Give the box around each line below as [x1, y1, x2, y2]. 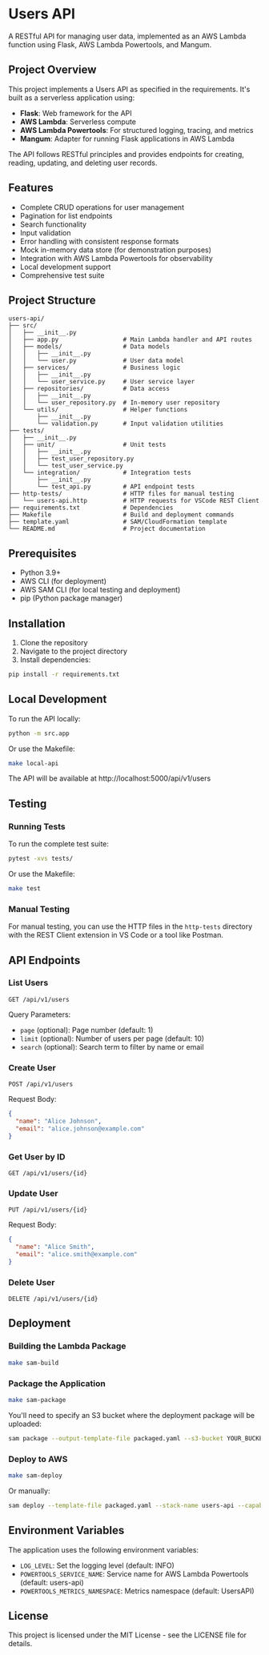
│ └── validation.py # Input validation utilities [8, 420, 224, 428]
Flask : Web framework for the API [19, 108, 132, 118]
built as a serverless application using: [8, 93, 135, 102]
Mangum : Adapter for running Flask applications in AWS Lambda [19, 134, 235, 143]
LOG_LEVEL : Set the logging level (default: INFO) [19, 1561, 175, 1570]
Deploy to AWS [8, 1453, 68, 1464]
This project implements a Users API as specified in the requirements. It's [8, 84, 251, 94]
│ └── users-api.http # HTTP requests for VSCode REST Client [8, 497, 260, 505]
